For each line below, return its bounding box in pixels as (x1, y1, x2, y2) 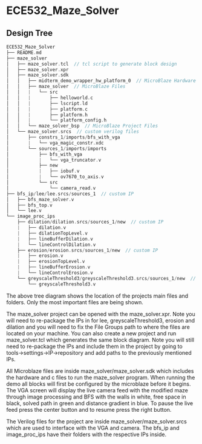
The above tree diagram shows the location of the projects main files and (6, 292, 189, 299)
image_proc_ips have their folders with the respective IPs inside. (6, 431, 167, 438)
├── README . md (6, 49, 42, 55)
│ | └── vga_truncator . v (6, 157, 102, 163)
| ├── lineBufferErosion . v (17, 264, 91, 270)
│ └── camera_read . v (6, 185, 96, 191)
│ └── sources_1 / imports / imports (6, 145, 107, 152)
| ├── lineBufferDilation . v (17, 236, 94, 242)
